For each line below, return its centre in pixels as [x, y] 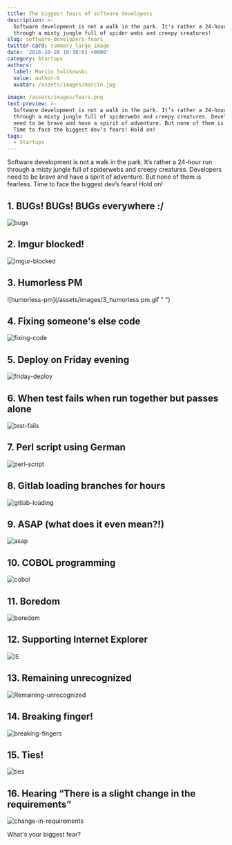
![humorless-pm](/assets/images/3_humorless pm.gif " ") [89, 299]
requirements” [39, 804]
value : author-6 [37, 78]
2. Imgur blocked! [46, 244]
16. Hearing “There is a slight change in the [101, 793]
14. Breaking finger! [50, 717]
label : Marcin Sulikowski [51, 71]
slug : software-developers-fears [55, 39]
